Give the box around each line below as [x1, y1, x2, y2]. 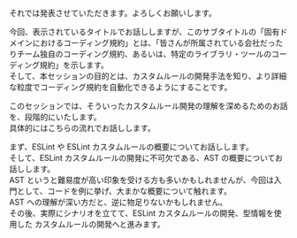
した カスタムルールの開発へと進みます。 [16, 219, 165, 229]
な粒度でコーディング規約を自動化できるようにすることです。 [9, 82, 232, 92]
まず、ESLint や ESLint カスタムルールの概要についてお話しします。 [9, 142, 254, 152]
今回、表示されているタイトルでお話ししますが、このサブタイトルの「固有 [9, 27, 280, 37]
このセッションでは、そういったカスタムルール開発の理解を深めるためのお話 [9, 101, 288, 111]
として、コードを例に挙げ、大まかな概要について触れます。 [16, 186, 232, 196]
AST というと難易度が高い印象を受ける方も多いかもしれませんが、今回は [9, 175, 274, 185]
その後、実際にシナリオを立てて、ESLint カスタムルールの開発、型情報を [9, 208, 274, 219]
